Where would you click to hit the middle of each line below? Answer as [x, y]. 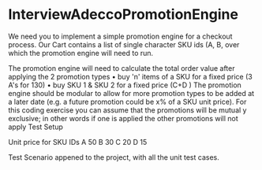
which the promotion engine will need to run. [81, 53]
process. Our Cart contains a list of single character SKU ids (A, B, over [124, 44]
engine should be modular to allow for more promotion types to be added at [131, 93]
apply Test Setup [36, 127]
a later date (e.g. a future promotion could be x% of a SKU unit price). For [127, 102]
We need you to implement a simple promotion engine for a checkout [120, 36]
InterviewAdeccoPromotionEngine [124, 15]
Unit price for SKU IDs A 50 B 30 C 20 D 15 [78, 142]
